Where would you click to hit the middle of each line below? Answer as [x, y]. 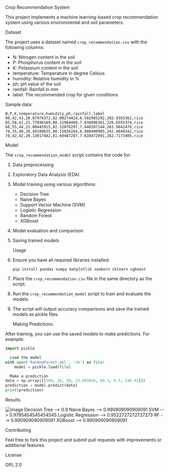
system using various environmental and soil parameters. [65, 22]
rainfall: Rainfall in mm [36, 89]
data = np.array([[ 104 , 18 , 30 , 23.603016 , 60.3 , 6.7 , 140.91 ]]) [75, 381]
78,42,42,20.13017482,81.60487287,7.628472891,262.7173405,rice [74, 136]
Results [13, 400]
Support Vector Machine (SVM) [53, 205]
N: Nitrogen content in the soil [44, 57]
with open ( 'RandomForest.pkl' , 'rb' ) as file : [55, 362]
